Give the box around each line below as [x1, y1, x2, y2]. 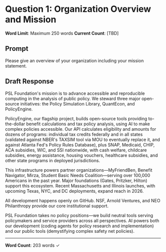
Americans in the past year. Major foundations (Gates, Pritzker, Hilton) [5, 178, 148, 183]
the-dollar [5, 121, 26, 127]
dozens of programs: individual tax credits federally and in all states [5, 131, 143, 137]
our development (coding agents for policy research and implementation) [5, 223, 154, 229]
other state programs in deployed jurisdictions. [5, 157, 100, 163]
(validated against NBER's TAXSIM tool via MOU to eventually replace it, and [5, 137, 161, 143]
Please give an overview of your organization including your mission [5, 58, 144, 64]
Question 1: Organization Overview [5, 3, 152, 15]
